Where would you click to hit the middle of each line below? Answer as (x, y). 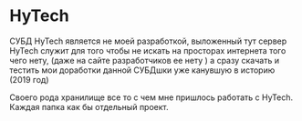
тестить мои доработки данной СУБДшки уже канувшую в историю (142, 70)
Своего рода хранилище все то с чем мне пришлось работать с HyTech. (151, 97)
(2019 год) (29, 79)
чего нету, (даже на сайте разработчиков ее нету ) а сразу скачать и (145, 60)
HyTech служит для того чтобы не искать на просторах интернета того (148, 50)
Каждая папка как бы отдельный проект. (89, 106)
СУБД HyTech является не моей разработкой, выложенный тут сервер (148, 41)
